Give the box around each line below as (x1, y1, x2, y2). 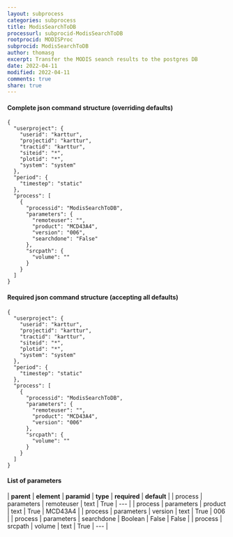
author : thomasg (7, 50, 54, 57)
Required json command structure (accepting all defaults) (7, 293, 179, 302)
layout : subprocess (7, 10, 64, 18)
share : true (7, 82, 42, 89)
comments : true (7, 75, 52, 83)
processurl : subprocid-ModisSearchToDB (7, 29, 123, 37)
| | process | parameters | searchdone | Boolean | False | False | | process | (7, 514, 223, 522)
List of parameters (7, 477, 62, 485)
